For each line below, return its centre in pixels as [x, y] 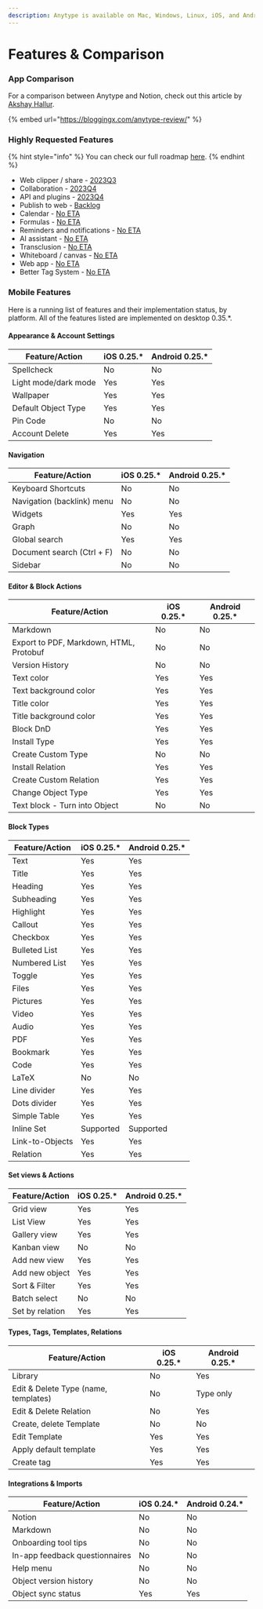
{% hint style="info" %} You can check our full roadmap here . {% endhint [126, 157]
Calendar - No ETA [50, 213]
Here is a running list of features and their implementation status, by [118, 309]
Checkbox [31, 937]
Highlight [29, 911]
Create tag [31, 1462]
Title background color [54, 717]
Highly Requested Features [61, 140]
